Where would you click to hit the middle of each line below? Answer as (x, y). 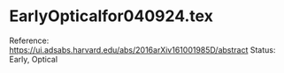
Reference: (29, 40)
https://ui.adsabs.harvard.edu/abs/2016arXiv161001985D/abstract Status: (142, 49)
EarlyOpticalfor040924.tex (111, 16)
